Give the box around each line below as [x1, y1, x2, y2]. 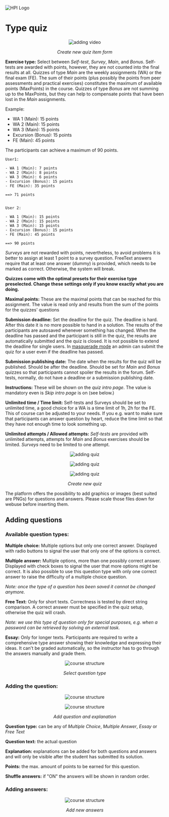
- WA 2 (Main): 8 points [5, 170, 58, 175]
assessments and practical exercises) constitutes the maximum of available [5, 80, 162, 86]
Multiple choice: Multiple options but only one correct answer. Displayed [5, 542, 157, 548]
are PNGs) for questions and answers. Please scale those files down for [5, 495, 155, 502]
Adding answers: [5, 786, 48, 793]
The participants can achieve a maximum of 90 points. [5, 147, 119, 153]
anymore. [5, 589, 25, 595]
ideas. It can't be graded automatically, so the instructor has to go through [5, 645, 160, 651]
